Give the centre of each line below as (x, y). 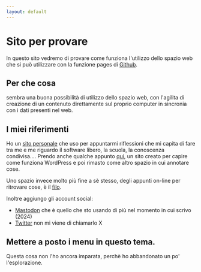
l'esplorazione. (25, 262)
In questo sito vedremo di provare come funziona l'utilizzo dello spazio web (100, 58)
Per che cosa (31, 83)
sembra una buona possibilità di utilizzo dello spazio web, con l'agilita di (95, 98)
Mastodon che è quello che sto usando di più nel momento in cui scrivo (103, 210)
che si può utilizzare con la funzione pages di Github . (72, 64)
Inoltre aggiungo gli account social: (49, 199)
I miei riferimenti (37, 129)
